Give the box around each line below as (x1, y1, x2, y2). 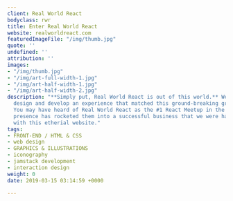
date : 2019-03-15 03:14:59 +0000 (7, 177, 104, 184)
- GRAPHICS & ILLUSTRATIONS (7, 145, 89, 152)
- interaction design (7, 164, 70, 171)
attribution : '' (7, 55, 54, 62)
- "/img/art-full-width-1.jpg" (7, 74, 98, 82)
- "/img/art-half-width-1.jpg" (7, 81, 98, 88)
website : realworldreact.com (7, 29, 92, 37)
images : (7, 61, 30, 68)
